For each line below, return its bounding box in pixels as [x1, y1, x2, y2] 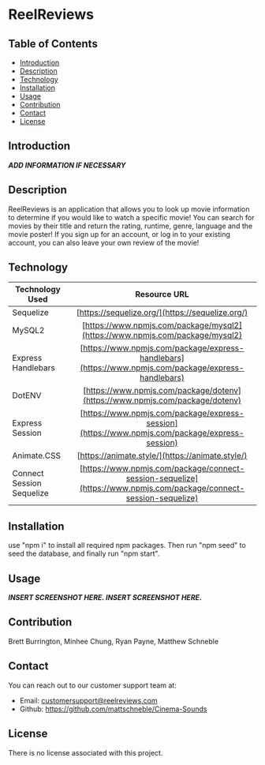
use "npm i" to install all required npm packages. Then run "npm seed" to [8, 541, 246, 550]
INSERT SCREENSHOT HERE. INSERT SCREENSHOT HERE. [8, 593, 203, 602]
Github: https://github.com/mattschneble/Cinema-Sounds [19, 704, 207, 714]
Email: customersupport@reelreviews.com [19, 696, 158, 705]
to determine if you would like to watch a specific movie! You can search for [8, 212, 255, 222]
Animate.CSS [12, 450, 62, 461]
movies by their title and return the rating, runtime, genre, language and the [8, 221, 253, 231]
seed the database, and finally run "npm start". [8, 549, 160, 558]
